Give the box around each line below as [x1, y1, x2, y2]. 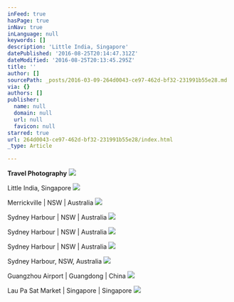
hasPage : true [7, 17, 50, 24]
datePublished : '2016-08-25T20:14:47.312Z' [7, 50, 139, 58]
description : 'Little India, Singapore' [7, 43, 129, 50]
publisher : [7, 97, 40, 104]
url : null [14, 116, 43, 123]
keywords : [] [7, 37, 46, 44]
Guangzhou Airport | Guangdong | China [7, 271, 127, 281]
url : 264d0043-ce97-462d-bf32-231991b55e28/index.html [7, 136, 174, 143]
